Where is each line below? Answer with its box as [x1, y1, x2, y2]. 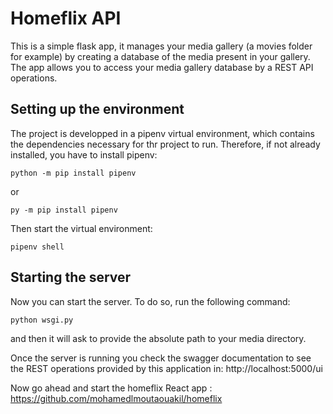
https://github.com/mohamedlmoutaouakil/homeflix [10, 392, 223, 404]
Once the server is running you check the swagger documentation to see [10, 352, 312, 364]
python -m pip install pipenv [10, 168, 137, 178]
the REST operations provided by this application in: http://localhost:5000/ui [10, 362, 323, 374]
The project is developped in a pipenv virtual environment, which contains [10, 127, 315, 139]
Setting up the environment [10, 101, 185, 118]
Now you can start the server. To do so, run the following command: [10, 295, 291, 307]
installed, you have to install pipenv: [10, 148, 158, 161]
